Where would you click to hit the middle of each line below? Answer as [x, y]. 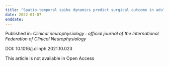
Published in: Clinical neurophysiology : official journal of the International [82, 34]
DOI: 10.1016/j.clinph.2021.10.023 [39, 49]
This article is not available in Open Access [50, 58]
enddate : [14, 19]
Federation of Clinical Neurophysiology [46, 39]
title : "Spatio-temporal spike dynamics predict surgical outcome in [80, 10]
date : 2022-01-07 [23, 15]
